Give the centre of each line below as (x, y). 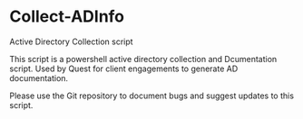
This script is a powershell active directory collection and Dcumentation (143, 59)
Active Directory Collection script (71, 41)
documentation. (39, 78)
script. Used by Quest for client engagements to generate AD (124, 69)
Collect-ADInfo (67, 17)
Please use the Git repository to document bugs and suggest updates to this (152, 96)
